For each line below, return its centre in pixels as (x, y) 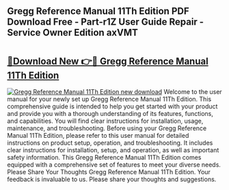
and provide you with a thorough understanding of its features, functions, (110, 114)
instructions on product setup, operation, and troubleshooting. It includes (110, 143)
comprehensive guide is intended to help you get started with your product (112, 106)
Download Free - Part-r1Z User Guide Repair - (105, 22)
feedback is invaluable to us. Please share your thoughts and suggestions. (112, 179)
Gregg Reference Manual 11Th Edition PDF (98, 11)
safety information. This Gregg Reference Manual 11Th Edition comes (104, 157)
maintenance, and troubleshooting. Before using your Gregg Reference (107, 128)
